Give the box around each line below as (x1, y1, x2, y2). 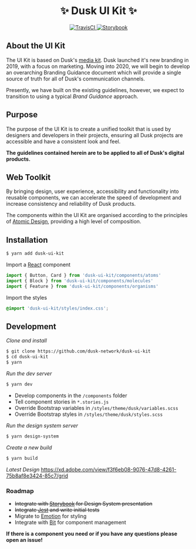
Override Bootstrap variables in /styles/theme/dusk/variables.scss (14, 404, 178, 411)
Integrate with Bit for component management (14, 518, 126, 526)
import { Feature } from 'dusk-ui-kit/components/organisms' (6, 283, 159, 289)
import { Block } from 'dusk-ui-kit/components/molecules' (6, 277, 154, 284)
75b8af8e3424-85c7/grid (6, 472, 69, 479)
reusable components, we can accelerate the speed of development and (6, 194, 182, 201)
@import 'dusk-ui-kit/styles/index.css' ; (6, 305, 109, 311)
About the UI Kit (6, 41, 66, 51)
